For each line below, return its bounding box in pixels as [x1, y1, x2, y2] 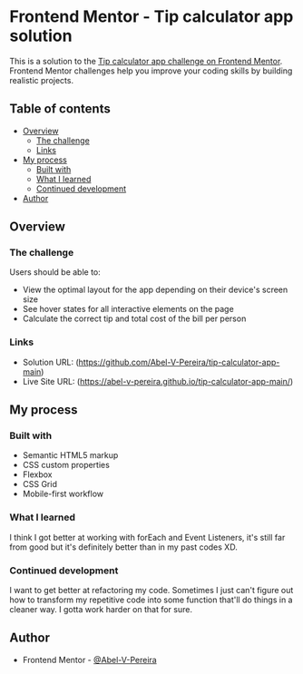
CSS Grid [22, 479, 57, 490]
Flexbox [22, 469, 53, 480]
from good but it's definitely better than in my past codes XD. [9, 542, 238, 552]
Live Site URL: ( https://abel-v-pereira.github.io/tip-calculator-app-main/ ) [22, 376, 294, 386]
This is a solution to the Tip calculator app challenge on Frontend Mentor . [9, 55, 283, 66]
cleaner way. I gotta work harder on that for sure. [9, 604, 193, 615]
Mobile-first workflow [22, 488, 104, 500]
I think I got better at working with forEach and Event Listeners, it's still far [9, 532, 286, 542]
